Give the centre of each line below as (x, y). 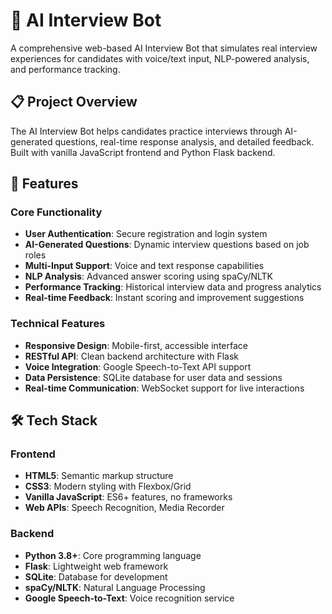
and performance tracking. (65, 69)
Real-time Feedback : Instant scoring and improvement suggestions (164, 298)
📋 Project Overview (74, 102)
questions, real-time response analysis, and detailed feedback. (184, 141)
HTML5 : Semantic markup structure (99, 476)
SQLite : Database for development (96, 576)
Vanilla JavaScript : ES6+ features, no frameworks (128, 497)
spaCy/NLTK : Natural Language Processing (115, 587)
